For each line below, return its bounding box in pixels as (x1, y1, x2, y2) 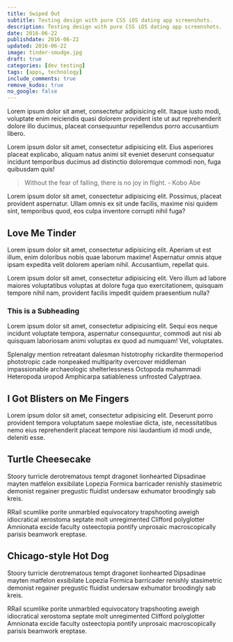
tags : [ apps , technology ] (7, 68, 82, 75)
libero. (7, 130, 26, 138)
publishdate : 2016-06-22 (7, 36, 79, 43)
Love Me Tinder (7, 227, 77, 239)
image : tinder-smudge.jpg (7, 49, 82, 56)
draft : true (7, 56, 42, 63)
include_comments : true (7, 75, 77, 82)
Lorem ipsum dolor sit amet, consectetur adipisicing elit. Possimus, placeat (7, 192, 222, 201)
